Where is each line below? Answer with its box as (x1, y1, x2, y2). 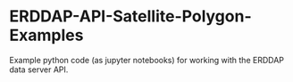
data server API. (9, 64, 69, 75)
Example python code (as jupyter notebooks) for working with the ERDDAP (9, 54, 284, 65)
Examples (9, 25, 84, 45)
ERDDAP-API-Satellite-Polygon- (9, 6, 252, 27)
